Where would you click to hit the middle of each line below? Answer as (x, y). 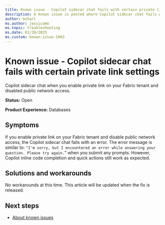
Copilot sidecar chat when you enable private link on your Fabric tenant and (82, 85)
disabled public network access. (38, 90)
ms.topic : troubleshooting (33, 28)
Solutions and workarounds (48, 173)
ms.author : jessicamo (27, 23)
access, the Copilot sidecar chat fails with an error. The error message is (79, 142)
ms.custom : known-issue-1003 (35, 37)
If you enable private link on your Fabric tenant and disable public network (80, 137)
